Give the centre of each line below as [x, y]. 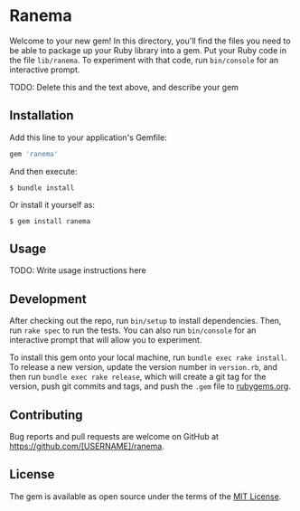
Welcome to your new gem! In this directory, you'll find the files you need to [150, 41]
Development [48, 299]
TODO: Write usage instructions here [78, 270]
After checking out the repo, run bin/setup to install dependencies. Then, [145, 321]
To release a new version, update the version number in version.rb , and [144, 367]
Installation [42, 115]
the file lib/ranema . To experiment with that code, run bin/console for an [144, 60]
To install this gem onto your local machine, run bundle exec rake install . [148, 357]
